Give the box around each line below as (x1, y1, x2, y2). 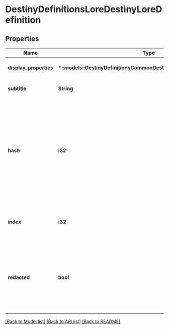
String (58, 85, 73, 92)
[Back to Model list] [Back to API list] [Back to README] (5, 318, 121, 324)
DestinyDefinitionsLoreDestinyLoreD (5, 4, 162, 15)
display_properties (8, 64, 54, 71)
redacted (8, 274, 30, 281)
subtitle (8, 85, 27, 92)
